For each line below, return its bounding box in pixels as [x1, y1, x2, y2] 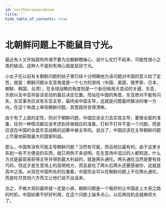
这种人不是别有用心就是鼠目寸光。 [26, 63, 96, 69]
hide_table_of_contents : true [5, 16, 68, 21]
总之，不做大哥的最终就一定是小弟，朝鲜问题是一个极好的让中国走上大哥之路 [5, 185, 161, 191]
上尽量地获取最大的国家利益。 [5, 133, 66, 139]
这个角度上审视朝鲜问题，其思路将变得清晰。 [18, 104, 109, 110]
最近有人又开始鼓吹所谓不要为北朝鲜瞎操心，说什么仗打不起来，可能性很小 [5, 56, 157, 62]
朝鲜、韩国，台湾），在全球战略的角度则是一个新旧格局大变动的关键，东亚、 [5, 86, 159, 92]
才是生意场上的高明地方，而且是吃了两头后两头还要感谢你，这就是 [26, 162, 161, 168]
